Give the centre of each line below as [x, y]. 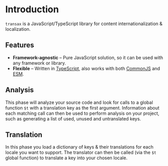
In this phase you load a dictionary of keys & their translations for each [79, 147]
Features [20, 45]
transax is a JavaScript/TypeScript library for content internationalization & [84, 24]
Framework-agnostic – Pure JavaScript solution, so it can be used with [88, 57]
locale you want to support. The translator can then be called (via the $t [81, 153]
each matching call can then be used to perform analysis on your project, [82, 113]
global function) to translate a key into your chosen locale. [66, 158]
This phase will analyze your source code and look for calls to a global [79, 102]
